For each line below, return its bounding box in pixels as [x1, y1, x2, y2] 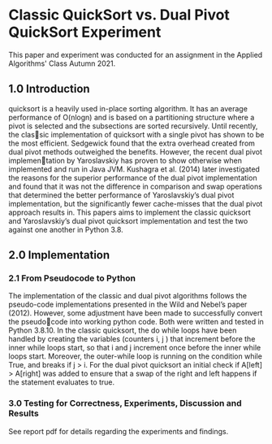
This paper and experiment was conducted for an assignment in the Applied [8, 50, 263, 59]
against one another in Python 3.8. [8, 224, 123, 234]
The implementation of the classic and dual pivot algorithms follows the [8, 291, 248, 301]
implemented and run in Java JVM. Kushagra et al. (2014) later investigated [8, 164, 260, 174]
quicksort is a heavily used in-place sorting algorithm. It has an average [8, 103, 248, 113]
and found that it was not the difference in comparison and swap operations [8, 181, 262, 191]
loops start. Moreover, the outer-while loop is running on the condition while [8, 351, 262, 361]
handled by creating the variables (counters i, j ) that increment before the [8, 334, 256, 344]
